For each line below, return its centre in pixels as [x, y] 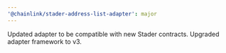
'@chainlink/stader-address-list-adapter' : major [82, 14]
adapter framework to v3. [44, 41]
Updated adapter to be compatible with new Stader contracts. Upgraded [113, 34]
